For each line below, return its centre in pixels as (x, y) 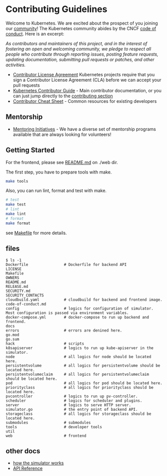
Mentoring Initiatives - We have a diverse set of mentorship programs (84, 129)
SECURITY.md (18, 291)
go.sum (12, 339)
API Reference (28, 468)
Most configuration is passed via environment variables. (67, 313)
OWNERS (12, 278)
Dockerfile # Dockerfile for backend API (66, 264)
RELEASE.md (17, 286)
